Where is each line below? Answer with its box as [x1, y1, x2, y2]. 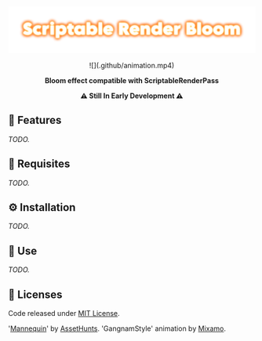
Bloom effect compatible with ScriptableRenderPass [44, 75, 220, 85]
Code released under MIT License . [8, 309, 120, 318]
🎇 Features [8, 114, 62, 127]
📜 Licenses [8, 288, 63, 301]
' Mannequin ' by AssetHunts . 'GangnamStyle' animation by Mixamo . [8, 324, 226, 333]
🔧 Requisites [8, 158, 71, 171]
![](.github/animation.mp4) [89, 60, 175, 70]
